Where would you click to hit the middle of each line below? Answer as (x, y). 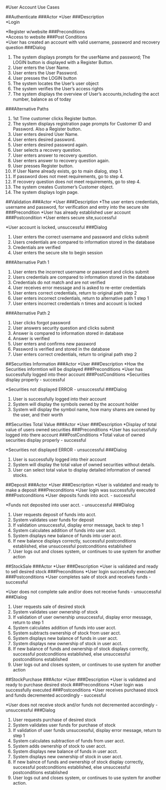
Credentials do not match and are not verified (59, 282)
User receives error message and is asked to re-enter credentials (79, 288)
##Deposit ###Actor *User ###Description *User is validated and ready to (82, 485)
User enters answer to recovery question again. (61, 160)
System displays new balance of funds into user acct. (67, 536)
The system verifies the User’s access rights (58, 89)
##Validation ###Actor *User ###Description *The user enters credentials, (83, 202)
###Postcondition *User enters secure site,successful (61, 217)
